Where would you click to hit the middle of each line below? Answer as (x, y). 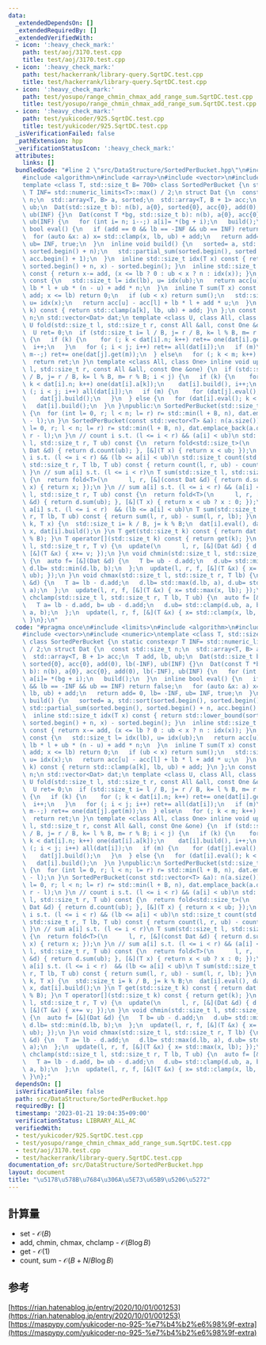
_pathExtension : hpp (49, 141)
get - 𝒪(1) (35, 1251)
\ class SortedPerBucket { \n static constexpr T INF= (113, 642)
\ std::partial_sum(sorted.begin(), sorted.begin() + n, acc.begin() (140, 709)
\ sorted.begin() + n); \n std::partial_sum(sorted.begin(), (127, 251)
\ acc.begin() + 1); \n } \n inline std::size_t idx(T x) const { (134, 258)
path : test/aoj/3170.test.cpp (72, 52)
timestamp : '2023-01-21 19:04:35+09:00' (83, 1114)
